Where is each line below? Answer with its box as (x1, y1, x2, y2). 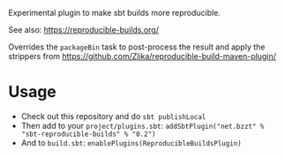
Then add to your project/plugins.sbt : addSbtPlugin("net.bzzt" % (20, 120, 265, 131)
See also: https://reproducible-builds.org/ (8, 25, 160, 34)
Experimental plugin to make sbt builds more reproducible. (8, 8, 221, 18)
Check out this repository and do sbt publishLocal (20, 110, 206, 122)
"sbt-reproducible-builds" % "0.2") (20, 130, 156, 138)
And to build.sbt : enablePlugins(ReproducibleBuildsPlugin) (20, 137, 242, 148)
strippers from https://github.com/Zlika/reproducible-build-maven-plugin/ (8, 51, 277, 61)
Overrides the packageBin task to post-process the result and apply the (8, 41, 266, 52)
